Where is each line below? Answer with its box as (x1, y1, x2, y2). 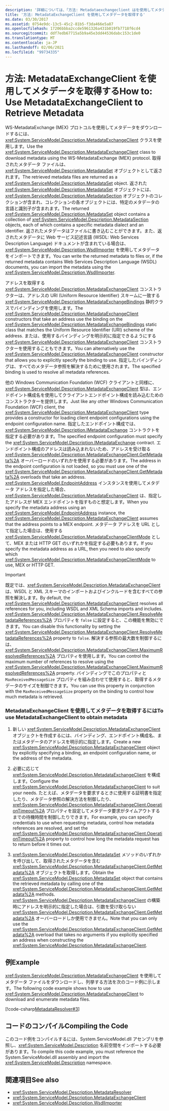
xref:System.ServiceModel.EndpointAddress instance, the (5, 510, 125, 516)
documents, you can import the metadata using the (5, 264, 112, 270)
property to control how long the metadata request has (46, 836, 159, 842)
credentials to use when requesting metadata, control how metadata (12, 820, 154, 826)
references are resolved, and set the (12, 825, 88, 831)
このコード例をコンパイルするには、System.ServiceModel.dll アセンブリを (5, 1036, 159, 1042)
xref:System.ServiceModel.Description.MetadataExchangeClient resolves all (5, 601, 163, 607)
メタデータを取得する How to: (31, 85, 152, 97)
